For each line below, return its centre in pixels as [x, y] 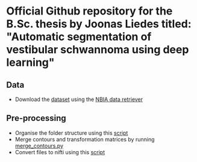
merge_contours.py [39, 146]
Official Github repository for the [89, 11]
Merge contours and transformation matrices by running [85, 139]
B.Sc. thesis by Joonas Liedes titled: [99, 24]
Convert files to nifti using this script [60, 152]
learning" [30, 63]
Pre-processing [36, 118]
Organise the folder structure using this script [71, 133]
